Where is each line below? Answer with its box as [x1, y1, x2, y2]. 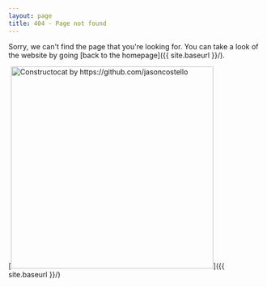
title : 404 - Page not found [8, 19, 107, 27]
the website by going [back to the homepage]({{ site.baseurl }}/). [8, 50, 225, 60]
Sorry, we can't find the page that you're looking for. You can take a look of [8, 41, 259, 51]
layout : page [8, 11, 53, 20]
